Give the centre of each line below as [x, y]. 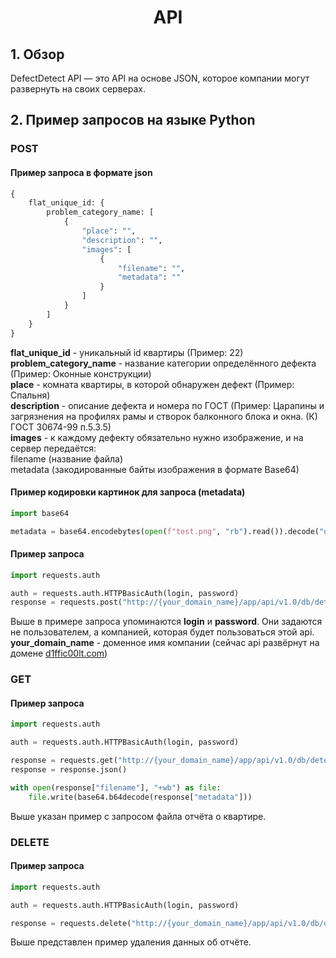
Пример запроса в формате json [81, 172]
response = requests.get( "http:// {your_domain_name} [122, 761]
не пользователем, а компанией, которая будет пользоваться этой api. [162, 632]
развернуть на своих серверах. [78, 89]
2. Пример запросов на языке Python [133, 120]
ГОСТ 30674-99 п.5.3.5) [61, 427]
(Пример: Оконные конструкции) [81, 373]
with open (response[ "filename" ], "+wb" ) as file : [116, 787]
